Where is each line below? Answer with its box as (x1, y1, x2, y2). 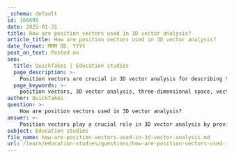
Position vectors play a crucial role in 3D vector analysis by (19, 120, 210, 128)
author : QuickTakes (7, 95, 64, 102)
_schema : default (7, 10, 58, 17)
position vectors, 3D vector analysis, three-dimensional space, (19, 88, 214, 95)
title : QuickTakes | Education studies (13, 62, 130, 69)
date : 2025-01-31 (7, 23, 58, 30)
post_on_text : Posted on (7, 50, 79, 57)
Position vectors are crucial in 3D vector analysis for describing (19, 75, 223, 82)
